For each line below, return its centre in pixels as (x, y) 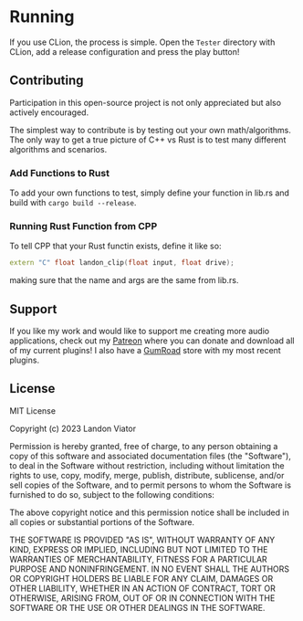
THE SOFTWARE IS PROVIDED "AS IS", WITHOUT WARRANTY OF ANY (142, 540)
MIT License (33, 410)
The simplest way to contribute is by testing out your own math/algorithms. (151, 130)
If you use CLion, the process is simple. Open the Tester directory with (142, 42)
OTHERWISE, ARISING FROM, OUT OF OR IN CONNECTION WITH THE (142, 598)
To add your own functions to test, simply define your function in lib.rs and (150, 193)
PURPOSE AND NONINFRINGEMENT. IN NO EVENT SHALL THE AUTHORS (150, 569)
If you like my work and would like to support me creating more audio (140, 332)
